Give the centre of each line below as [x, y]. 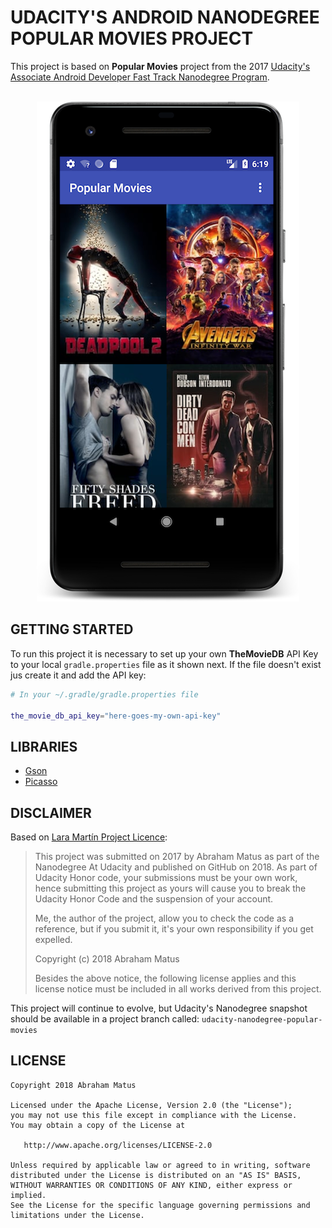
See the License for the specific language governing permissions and [160, 1205]
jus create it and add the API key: [78, 675]
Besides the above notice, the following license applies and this [165, 978]
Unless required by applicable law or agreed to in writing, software [160, 1165]
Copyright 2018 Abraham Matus [73, 1085]
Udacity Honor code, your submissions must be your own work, [166, 877]
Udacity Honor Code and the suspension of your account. [154, 899]
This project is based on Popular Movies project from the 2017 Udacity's [160, 66]
